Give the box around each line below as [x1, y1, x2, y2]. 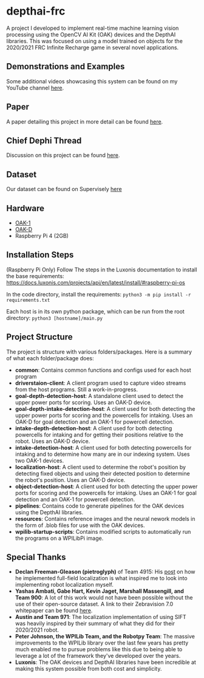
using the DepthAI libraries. [15, 508, 84, 515]
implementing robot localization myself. [15, 581, 114, 589]
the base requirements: [6, 272, 65, 279]
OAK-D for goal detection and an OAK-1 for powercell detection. [15, 418, 174, 425]
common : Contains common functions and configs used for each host [15, 366, 191, 374]
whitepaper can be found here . [15, 607, 93, 614]
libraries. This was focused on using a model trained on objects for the [6, 37, 183, 44]
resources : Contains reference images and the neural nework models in [15, 515, 195, 522]
